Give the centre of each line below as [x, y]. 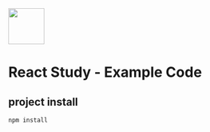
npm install [28, 120]
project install [43, 102]
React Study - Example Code [105, 72]
